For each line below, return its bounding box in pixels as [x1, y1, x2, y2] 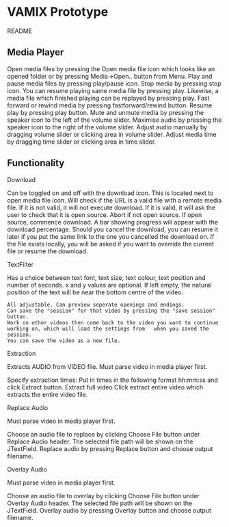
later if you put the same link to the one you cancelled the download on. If [7, 232, 215, 240]
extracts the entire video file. [7, 390, 88, 398]
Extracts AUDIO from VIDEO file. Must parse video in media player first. [7, 362, 208, 370]
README [7, 27, 33, 35]
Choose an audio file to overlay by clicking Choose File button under [7, 491, 200, 500]
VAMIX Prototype [7, 4, 109, 20]
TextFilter [7, 260, 34, 268]
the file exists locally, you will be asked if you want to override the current [7, 240, 214, 248]
